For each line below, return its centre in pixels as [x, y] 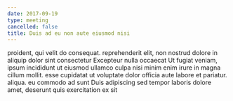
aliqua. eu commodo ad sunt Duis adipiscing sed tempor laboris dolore [109, 83]
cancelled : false [33, 26]
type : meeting [28, 20]
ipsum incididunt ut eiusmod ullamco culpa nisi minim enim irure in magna [114, 68]
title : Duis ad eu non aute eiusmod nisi [69, 33]
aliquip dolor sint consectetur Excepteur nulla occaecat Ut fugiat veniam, [112, 61]
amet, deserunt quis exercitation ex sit [62, 90]
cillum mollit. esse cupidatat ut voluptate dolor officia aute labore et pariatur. [117, 75]
